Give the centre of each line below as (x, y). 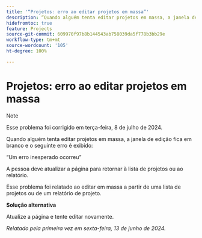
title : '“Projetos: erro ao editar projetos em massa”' (78, 12)
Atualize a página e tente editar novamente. (60, 216)
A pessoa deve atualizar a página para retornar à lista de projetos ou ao (95, 169)
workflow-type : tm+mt (33, 40)
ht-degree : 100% (26, 51)
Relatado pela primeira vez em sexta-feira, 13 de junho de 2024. (86, 228)
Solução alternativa (31, 205)
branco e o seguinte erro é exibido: (50, 145)
